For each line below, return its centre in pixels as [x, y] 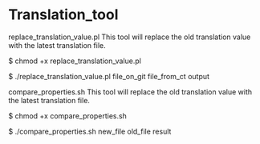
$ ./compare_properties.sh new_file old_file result [90, 131]
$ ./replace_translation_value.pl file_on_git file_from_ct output [109, 76]
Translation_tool [63, 15]
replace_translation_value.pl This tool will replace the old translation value [130, 37]
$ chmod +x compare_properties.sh [67, 116]
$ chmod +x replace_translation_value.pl [75, 61]
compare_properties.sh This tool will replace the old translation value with [130, 92]
